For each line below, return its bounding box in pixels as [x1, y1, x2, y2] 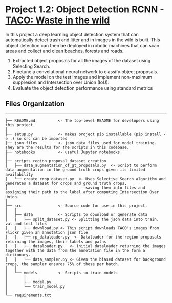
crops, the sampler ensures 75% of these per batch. [5, 261, 120, 267]
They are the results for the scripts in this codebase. [5, 145, 130, 150]
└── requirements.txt [5, 293, 52, 298]
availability [5, 171, 33, 177]
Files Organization [5, 100, 65, 109]
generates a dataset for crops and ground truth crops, [5, 181, 127, 186]
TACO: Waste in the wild [5, 14, 110, 26]
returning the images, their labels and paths [5, 239, 106, 244]
